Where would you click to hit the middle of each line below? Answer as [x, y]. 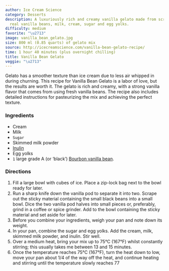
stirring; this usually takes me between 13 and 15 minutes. [72, 247]
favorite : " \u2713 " [26, 33]
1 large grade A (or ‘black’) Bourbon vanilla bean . [63, 159]
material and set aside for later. [45, 215]
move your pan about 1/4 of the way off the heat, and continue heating [86, 257]
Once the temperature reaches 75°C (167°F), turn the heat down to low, [86, 252]
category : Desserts [26, 15]
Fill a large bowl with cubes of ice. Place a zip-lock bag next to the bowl [87, 182]
